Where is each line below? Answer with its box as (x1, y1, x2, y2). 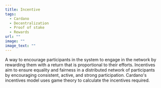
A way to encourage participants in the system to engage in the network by (5, 56, 157, 62)
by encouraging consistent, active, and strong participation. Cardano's (5, 72, 147, 78)
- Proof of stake (9, 25, 45, 30)
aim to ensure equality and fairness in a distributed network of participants (5, 67, 155, 73)
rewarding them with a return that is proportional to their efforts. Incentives (5, 62, 155, 68)
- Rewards (9, 30, 29, 35)
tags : (5, 12, 16, 17)
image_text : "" (5, 43, 36, 48)
